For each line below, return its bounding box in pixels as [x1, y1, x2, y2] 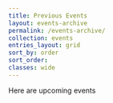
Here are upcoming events [8, 85, 96, 95]
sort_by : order [8, 49, 59, 57]
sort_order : [8, 57, 48, 65]
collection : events [8, 34, 74, 42]
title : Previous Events [8, 11, 88, 20]
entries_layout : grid [8, 42, 81, 50]
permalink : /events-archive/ [8, 26, 106, 34]
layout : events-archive [8, 19, 88, 27]
